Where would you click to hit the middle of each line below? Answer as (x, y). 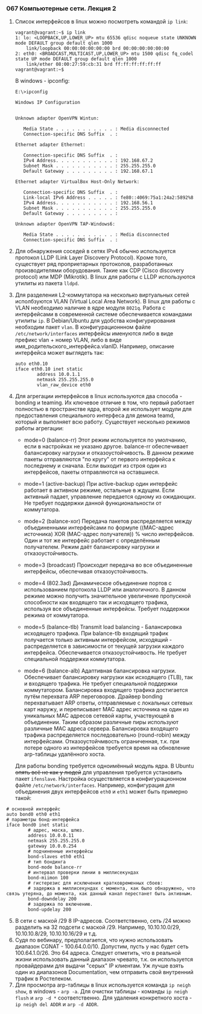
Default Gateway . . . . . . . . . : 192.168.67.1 (88, 171)
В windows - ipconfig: (42, 81)
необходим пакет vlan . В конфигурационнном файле (83, 327)
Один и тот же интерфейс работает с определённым (92, 541)
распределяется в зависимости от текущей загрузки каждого (104, 646)
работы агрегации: (39, 428)
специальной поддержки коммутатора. (75, 659)
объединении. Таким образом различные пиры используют (101, 722)
